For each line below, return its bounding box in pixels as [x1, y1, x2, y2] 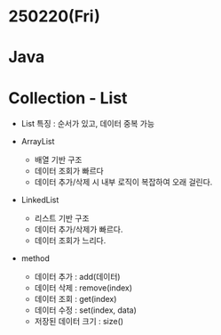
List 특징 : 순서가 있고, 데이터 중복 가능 [20, 118, 155, 129]
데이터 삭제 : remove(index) [34, 282, 133, 293]
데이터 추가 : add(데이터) [34, 272, 121, 282]
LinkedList [20, 194, 59, 206]
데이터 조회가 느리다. [34, 235, 107, 246]
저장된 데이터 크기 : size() [34, 316, 124, 327]
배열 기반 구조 [34, 154, 83, 166]
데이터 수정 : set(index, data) [34, 305, 137, 315]
